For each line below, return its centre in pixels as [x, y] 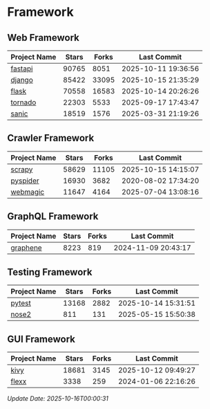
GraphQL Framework [53, 216]
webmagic [28, 192]
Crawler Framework [51, 138]
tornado [23, 102]
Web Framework [43, 38]
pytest [21, 303]
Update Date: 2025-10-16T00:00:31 [58, 399]
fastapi [22, 69]
